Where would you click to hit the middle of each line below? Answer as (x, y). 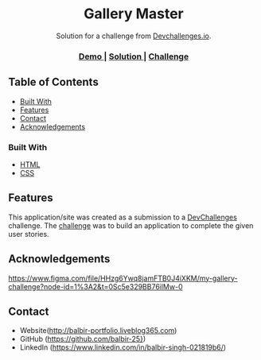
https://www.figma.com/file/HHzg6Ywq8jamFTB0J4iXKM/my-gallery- (123, 278)
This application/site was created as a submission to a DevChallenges (123, 217)
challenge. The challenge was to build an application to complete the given (131, 225)
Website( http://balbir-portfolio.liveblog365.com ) (98, 331)
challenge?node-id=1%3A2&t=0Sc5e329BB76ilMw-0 (95, 286)
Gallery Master (134, 14)
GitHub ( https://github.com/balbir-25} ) (82, 339)
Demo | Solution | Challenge (134, 56)
